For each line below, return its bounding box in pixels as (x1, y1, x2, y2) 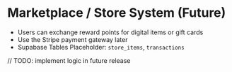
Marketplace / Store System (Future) (7, 5, 226, 21)
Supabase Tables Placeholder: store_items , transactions (17, 43, 185, 51)
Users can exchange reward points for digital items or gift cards (17, 28, 204, 36)
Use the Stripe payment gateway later (17, 35, 128, 43)
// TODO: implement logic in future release (7, 56, 131, 64)
